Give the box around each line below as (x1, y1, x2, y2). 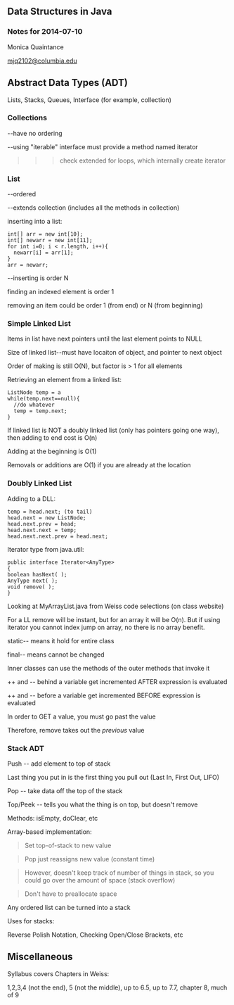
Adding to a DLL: (7, 494, 56, 503)
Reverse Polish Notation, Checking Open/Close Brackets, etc (7, 930, 183, 939)
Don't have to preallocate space (24, 890, 117, 898)
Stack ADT (7, 743, 44, 753)
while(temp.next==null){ (7, 396, 80, 403)
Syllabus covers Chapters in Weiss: (7, 969, 110, 978)
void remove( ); (7, 583, 55, 590)
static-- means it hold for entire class (7, 636, 115, 645)
